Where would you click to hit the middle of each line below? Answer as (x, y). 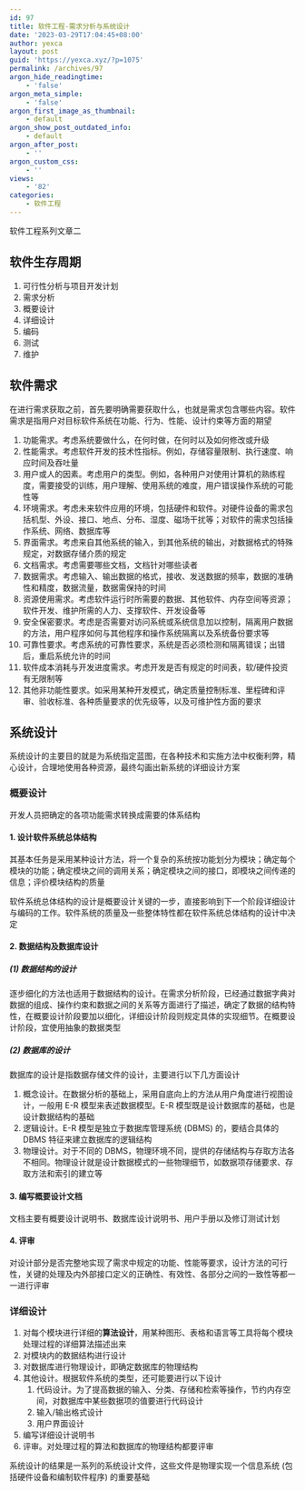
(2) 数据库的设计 (40, 1050)
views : (22, 178)
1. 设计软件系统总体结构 (53, 837)
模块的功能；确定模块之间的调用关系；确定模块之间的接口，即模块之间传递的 (152, 870)
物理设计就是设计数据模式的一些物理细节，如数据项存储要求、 (170, 1162)
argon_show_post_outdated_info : (70, 128)
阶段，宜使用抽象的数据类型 (69, 1027)
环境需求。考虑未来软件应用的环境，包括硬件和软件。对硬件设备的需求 (154, 508)
